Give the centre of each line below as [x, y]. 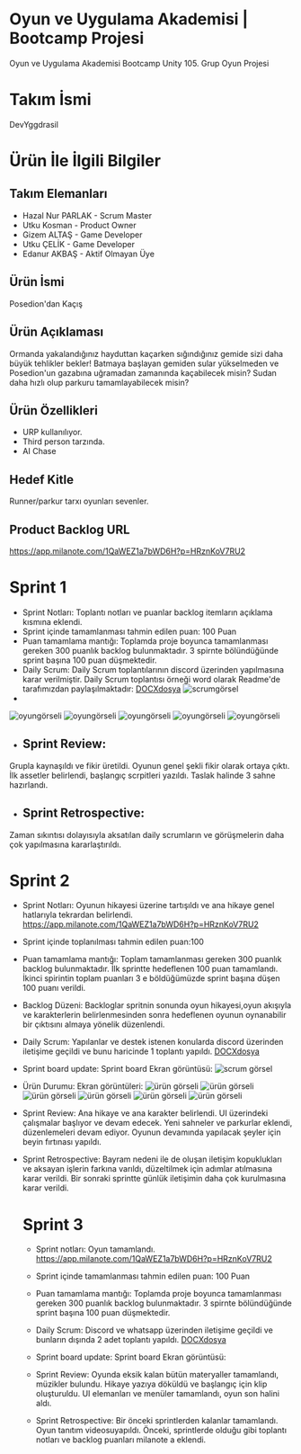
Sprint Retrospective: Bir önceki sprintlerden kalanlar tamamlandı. [157, 1421]
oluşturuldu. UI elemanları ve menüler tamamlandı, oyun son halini [158, 1394]
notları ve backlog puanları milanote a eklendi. [121, 1440]
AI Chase [39, 451]
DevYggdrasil [34, 124]
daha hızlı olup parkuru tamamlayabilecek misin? [99, 382]
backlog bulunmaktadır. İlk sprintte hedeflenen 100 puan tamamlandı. [150, 969]
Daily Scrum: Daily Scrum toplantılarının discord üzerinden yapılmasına [153, 669]
